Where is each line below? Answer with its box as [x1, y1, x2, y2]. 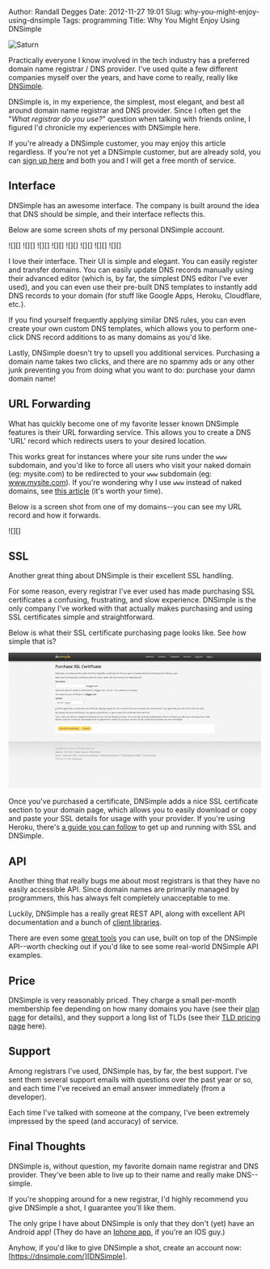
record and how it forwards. [8, 510, 101, 520]
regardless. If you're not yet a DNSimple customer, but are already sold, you [8, 147, 261, 156]
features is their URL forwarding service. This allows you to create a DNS [8, 427, 251, 436]
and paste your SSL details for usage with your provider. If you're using [8, 814, 245, 824]
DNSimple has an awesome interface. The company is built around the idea [8, 200, 259, 210]
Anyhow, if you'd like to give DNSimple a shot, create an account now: [8, 1242, 243, 1252]
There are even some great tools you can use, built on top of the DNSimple [8, 933, 258, 943]
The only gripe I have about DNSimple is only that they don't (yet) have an [8, 1218, 255, 1228]
